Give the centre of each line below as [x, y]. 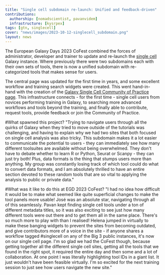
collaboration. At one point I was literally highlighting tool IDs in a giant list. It [82, 257]
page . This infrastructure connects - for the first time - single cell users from [82, 97]
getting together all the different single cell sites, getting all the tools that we [82, 247]
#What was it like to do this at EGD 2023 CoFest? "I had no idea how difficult [82, 189]
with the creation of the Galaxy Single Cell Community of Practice [83, 92]
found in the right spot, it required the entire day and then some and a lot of [81, 251]
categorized [17, 72]
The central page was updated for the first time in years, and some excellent [82, 81]
